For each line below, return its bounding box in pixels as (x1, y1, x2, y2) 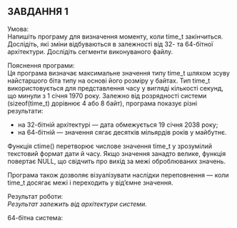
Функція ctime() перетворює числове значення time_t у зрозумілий (7, 142, 213, 150)
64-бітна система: (7, 213, 64, 222)
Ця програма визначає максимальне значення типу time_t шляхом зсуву (7, 68, 231, 77)
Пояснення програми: (7, 61, 75, 70)
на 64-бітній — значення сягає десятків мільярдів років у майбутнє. (17, 128, 227, 136)
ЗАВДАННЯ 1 (7, 6, 69, 18)
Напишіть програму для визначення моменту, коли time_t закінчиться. (7, 32, 223, 41)
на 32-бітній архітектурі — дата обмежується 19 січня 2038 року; (17, 120, 218, 129)
